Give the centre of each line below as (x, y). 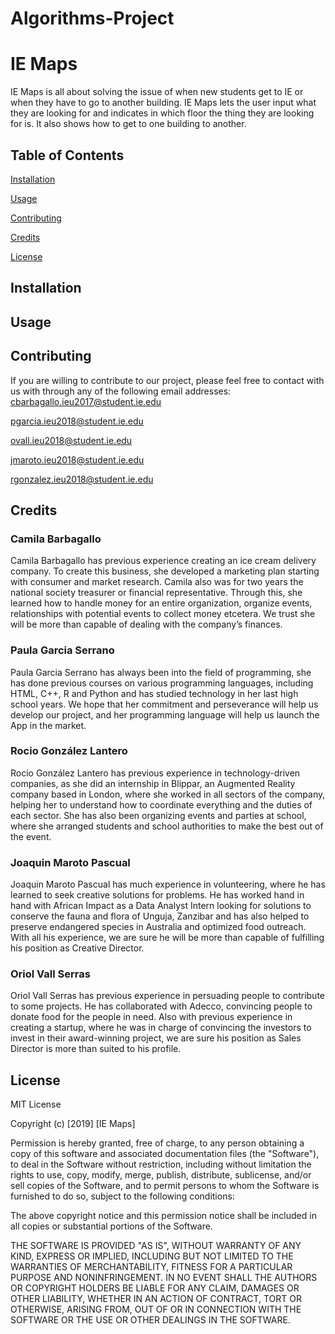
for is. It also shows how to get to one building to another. (128, 124)
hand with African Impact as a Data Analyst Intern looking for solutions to (161, 906)
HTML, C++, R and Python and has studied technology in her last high (154, 693)
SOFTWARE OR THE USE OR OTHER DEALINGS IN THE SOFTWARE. (150, 1320)
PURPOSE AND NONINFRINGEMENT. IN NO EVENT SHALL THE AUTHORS (164, 1278)
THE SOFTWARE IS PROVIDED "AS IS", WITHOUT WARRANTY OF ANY (156, 1246)
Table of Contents (67, 155)
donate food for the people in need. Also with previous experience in (151, 1017)
